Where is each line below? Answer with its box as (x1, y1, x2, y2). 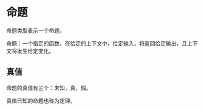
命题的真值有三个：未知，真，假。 (6, 84, 92, 91)
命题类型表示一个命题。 (6, 27, 65, 34)
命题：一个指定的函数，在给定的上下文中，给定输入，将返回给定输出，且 (6, 40, 187, 47)
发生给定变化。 (16, 47, 55, 55)
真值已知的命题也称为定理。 (6, 97, 76, 104)
